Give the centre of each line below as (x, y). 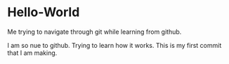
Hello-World (44, 12)
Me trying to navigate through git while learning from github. (94, 32)
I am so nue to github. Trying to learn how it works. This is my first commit (115, 45)
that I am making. (32, 53)
